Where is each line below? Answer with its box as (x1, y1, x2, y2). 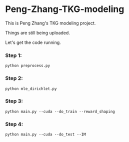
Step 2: (5, 75, 23, 82)
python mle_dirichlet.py (5, 86, 57, 91)
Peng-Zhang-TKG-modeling (5, 3, 124, 15)
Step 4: (5, 120, 23, 127)
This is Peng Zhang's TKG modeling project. (5, 20, 96, 26)
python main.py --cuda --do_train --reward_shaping (5, 109, 115, 114)
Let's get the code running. (5, 39, 61, 45)
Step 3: (5, 97, 23, 104)
